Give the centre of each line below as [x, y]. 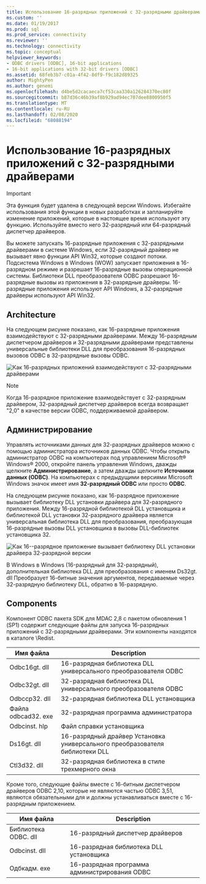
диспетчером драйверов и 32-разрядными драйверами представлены [100, 342]
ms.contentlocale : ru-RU [38, 109]
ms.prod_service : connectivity [46, 35]
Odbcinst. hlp [29, 726]
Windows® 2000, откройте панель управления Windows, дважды [92, 464]
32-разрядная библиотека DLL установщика [128, 698]
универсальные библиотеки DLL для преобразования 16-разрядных [96, 349]
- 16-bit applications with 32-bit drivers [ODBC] [72, 69]
